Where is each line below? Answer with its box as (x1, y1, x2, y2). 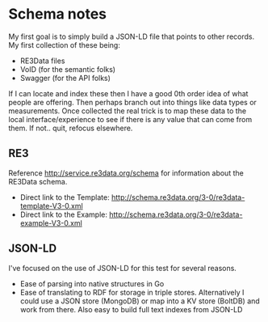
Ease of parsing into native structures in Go (19, 278, 165, 288)
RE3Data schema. (8, 176, 68, 186)
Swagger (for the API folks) (19, 73, 111, 83)
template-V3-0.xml (19, 201, 83, 210)
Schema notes (8, 5, 107, 23)
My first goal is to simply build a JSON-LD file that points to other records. (8, 32, 255, 41)
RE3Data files (19, 56, 65, 66)
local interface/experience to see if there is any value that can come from (8, 114, 253, 124)
